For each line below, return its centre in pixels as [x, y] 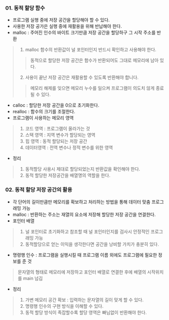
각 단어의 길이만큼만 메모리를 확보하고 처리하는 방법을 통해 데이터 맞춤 [81, 202]
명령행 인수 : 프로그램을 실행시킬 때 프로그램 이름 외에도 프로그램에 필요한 [85, 255]
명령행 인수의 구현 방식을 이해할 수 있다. [64, 306]
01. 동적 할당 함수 [25, 8]
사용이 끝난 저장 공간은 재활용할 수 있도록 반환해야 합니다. [82, 77]
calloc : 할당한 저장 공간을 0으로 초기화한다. [56, 105]
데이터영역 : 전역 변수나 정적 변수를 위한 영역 [69, 148]
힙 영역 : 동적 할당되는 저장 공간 [56, 141]
